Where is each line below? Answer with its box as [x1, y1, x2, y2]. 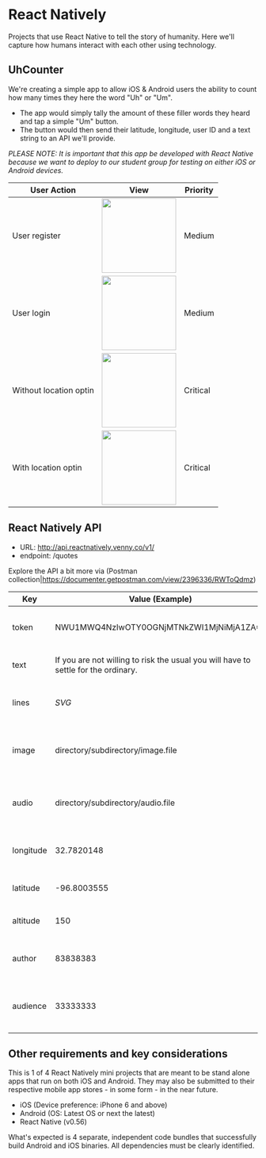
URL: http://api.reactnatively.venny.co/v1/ [19, 542, 154, 552]
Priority [184, 184, 214, 195]
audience [12, 1000, 47, 1011]
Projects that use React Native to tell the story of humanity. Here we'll [8, 32, 235, 41]
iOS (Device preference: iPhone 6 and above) [19, 1100, 168, 1110]
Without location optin [12, 385, 95, 396]
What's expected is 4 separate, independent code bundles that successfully [8, 1133, 257, 1142]
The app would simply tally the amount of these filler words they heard [19, 108, 251, 117]
